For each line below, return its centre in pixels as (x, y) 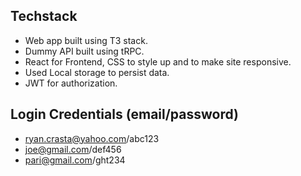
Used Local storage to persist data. (97, 72)
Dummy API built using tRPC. (84, 51)
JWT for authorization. (71, 83)
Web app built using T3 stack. (86, 40)
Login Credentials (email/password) (125, 114)
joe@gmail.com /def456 (73, 149)
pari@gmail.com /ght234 (75, 160)
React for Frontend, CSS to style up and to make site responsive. (158, 61)
